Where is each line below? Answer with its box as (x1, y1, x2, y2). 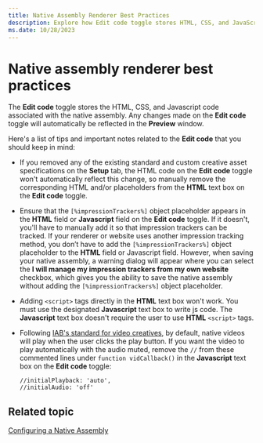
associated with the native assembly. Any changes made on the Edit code (8, 111, 247, 120)
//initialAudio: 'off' (19, 383, 94, 392)
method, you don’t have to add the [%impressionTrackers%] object (19, 240, 232, 249)
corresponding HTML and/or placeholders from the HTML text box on (19, 183, 245, 192)
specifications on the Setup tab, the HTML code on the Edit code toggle (19, 166, 253, 176)
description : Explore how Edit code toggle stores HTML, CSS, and (8, 19, 229, 27)
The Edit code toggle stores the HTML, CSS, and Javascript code (8, 103, 219, 112)
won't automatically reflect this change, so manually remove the (19, 174, 226, 184)
